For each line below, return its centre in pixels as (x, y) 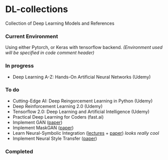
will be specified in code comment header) (50, 53)
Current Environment (32, 36)
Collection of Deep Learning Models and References (60, 23)
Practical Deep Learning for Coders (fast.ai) (58, 117)
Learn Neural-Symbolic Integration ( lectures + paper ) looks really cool (86, 133)
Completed (19, 151)
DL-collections (37, 9)
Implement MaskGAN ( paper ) (43, 128)
